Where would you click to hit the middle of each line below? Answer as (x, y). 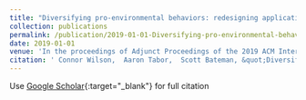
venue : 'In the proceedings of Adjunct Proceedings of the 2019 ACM (142, 52)
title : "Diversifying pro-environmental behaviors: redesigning (134, 18)
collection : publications (58, 26)
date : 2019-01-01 (42, 43)
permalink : (30, 35)
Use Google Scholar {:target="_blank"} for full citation (109, 86)
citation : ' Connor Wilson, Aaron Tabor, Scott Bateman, (124, 60)
